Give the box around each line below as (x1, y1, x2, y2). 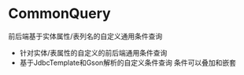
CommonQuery (8, 5, 112, 23)
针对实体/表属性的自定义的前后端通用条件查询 (19, 48, 168, 57)
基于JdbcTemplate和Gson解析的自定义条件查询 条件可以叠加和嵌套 (19, 58, 237, 67)
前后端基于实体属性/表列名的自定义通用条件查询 (8, 31, 163, 41)
